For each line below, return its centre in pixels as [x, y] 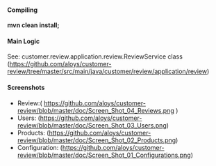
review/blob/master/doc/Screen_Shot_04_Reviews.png [96, 110]
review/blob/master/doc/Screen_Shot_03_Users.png [92, 125]
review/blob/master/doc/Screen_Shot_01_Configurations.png [104, 155]
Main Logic [24, 41]
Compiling [23, 10]
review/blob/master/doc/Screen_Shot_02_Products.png [97, 140]
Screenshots [26, 88]
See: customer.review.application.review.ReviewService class [95, 56]
